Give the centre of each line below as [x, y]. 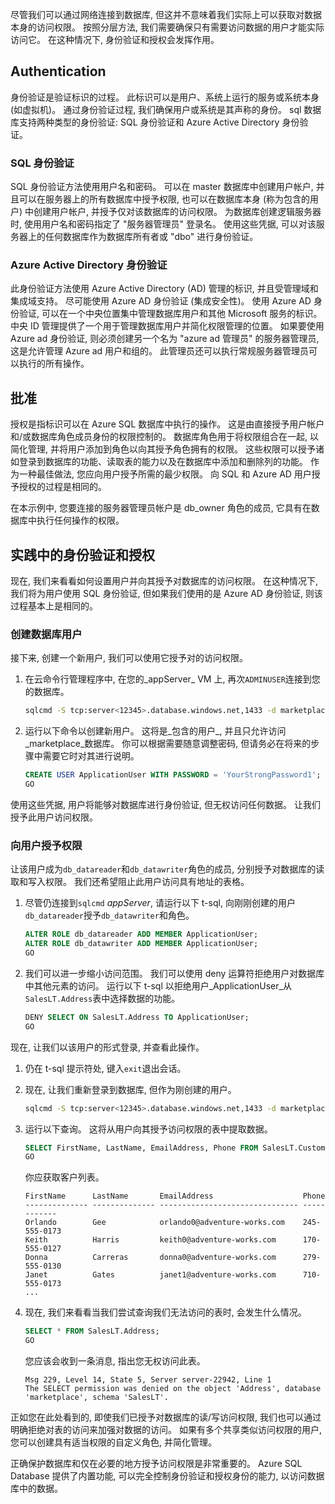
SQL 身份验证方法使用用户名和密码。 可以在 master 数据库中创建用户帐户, [162, 187]
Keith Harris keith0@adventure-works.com [150, 1240]
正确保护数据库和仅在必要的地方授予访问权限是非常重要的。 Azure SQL [156, 1463]
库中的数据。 [36, 1488]
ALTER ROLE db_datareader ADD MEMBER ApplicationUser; [141, 934]
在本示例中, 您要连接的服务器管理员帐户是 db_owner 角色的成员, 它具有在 [161, 508]
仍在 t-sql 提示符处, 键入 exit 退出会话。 [105, 1068]
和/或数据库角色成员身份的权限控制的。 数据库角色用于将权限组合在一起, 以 [164, 437]
